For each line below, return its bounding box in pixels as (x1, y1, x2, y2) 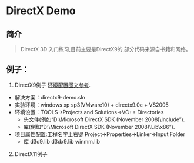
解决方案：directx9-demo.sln (14, 94, 85, 101)
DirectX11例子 (14, 150, 48, 157)
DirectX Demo (6, 4, 76, 18)
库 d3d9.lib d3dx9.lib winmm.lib (23, 138, 101, 145)
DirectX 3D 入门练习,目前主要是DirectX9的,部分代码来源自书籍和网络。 (20, 46, 191, 52)
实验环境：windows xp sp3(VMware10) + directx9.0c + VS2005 (14, 101, 169, 108)
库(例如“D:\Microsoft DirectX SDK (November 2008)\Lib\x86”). (23, 123, 175, 130)
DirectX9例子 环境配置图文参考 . (14, 81, 91, 88)
